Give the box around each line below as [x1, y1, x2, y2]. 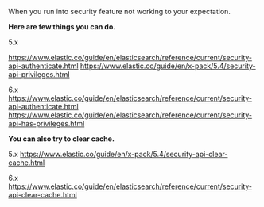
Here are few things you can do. [8, 22, 116, 31]
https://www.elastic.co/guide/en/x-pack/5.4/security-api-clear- [19, 150, 228, 159]
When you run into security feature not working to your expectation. [8, 7, 231, 16]
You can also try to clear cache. [8, 134, 115, 144]
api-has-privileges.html [8, 119, 85, 128]
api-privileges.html [8, 70, 70, 79]
